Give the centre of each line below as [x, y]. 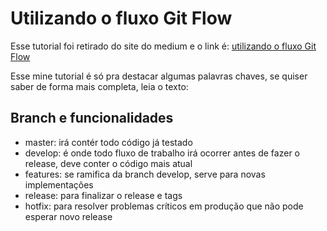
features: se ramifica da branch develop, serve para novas [145, 174]
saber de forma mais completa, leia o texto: [99, 86]
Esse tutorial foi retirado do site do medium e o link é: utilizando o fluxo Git [163, 46]
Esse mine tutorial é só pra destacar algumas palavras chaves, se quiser [159, 76]
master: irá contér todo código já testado [108, 142]
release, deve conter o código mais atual [108, 163]
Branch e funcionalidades [92, 118]
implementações [59, 184]
